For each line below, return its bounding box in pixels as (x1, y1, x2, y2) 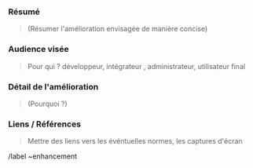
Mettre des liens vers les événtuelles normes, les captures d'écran (27, 137, 243, 146)
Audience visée (8, 44, 69, 55)
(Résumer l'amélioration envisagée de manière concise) (27, 24, 208, 34)
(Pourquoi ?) (27, 99, 68, 108)
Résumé (8, 6, 41, 17)
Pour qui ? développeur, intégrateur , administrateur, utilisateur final (27, 61, 246, 71)
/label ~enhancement (8, 152, 77, 161)
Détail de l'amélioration (8, 81, 99, 92)
